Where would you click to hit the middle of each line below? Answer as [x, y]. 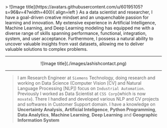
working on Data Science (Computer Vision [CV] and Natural [79, 83]
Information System [38, 120]
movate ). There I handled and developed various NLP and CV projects [88, 99]
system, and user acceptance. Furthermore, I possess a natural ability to [79, 39]
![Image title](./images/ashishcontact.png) [83, 64]
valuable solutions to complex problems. [46, 49]
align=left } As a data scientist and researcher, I [104, 12]
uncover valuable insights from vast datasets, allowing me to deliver [75, 44]
